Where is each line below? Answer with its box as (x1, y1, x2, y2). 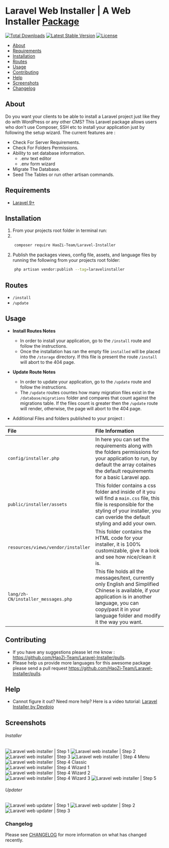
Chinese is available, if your (95, 587, 160, 594)
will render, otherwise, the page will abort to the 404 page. (20, 405, 142, 411)
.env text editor (20, 155, 52, 161)
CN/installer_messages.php (8, 596, 72, 602)
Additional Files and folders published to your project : (12, 415, 125, 421)
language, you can (95, 599, 139, 606)
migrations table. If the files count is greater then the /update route (20, 400, 158, 406)
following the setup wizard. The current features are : (5, 129, 116, 135)
